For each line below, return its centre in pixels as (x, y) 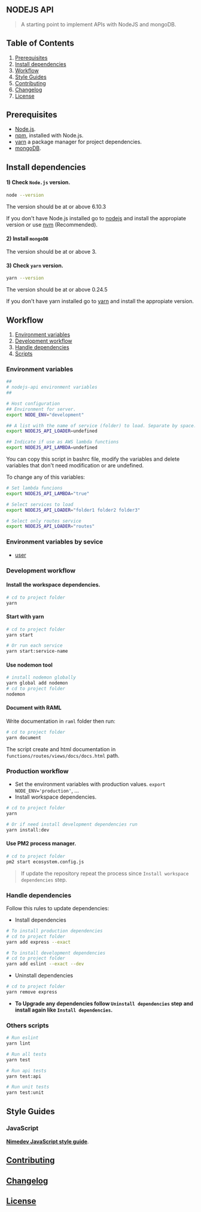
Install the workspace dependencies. (53, 585)
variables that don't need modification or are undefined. (75, 466)
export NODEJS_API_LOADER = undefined (52, 431)
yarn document (24, 737)
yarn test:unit (25, 1093)
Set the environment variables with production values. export (90, 784)
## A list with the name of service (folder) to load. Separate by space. (101, 425)
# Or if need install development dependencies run (72, 824)
